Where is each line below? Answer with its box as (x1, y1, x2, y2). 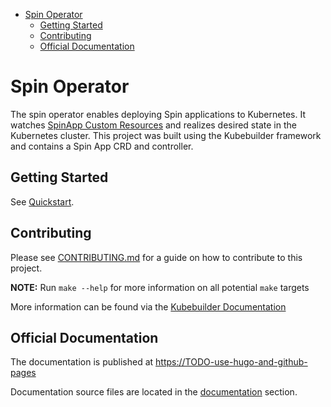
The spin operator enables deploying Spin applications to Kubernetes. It (10, 108, 306, 120)
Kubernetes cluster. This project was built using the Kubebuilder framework (10, 129, 322, 141)
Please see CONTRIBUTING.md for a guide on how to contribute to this (10, 251, 303, 263)
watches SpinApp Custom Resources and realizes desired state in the (10, 119, 297, 131)
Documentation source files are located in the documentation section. (10, 386, 298, 398)
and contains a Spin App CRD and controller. (10, 140, 194, 152)
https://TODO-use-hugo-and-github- (155, 356, 308, 368)
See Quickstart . (10, 195, 75, 208)
